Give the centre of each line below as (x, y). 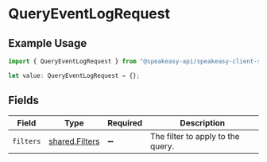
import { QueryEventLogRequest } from (72, 61)
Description (203, 122)
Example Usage (48, 43)
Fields (24, 100)
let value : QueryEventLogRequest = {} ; (74, 75)
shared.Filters (74, 141)
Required (125, 122)
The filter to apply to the (195, 136)
